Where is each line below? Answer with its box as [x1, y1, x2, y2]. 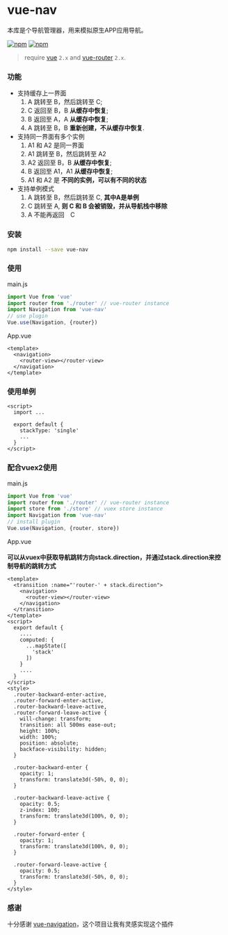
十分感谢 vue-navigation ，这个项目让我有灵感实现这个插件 [7, 920, 174, 929]
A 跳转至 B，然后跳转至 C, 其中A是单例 [27, 193, 139, 201]
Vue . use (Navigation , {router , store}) [7, 525, 120, 532]
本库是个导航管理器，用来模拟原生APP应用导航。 [7, 26, 147, 34]
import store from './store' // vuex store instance [7, 506, 163, 513]
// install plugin [7, 518, 60, 526]
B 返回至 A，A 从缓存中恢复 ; [27, 115, 109, 124]
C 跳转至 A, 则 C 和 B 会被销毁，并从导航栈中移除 [27, 202, 168, 210]
